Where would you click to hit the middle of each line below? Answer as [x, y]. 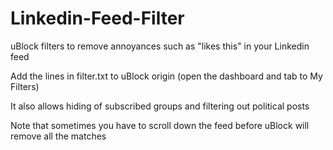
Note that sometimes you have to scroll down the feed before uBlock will [160, 125]
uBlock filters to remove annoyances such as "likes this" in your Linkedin [160, 46]
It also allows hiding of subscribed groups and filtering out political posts [160, 106]
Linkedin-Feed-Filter [97, 18]
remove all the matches [58, 136]
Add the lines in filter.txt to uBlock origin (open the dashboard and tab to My [166, 76]
